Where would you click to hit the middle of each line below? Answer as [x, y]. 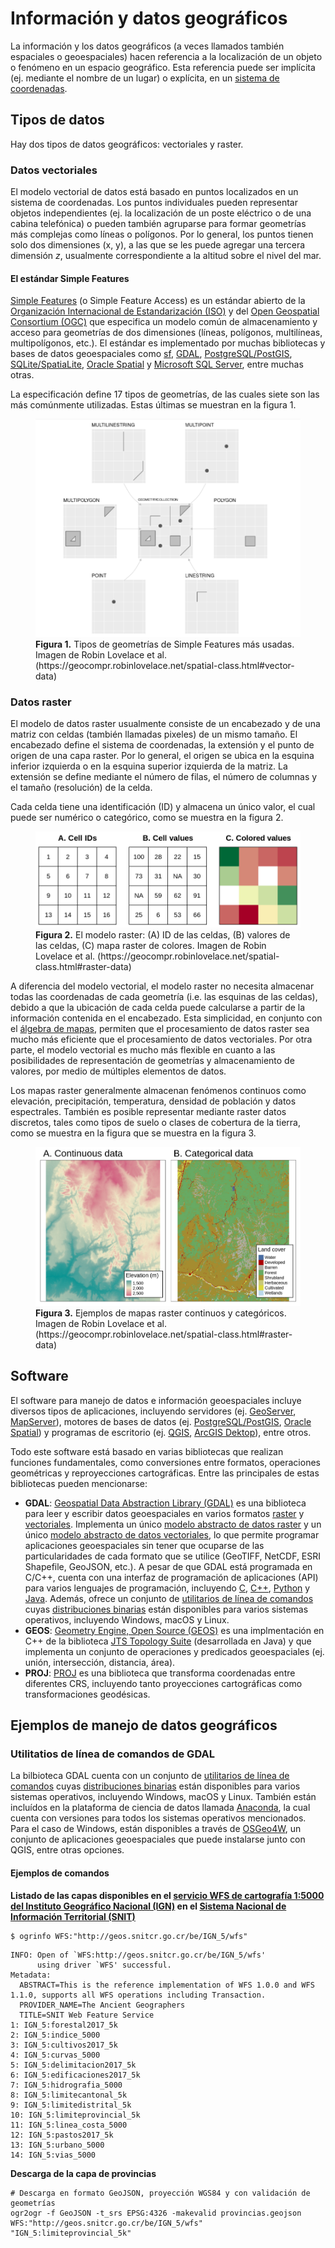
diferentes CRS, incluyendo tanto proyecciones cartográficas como [163, 1683]
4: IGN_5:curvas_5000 [55, 2055]
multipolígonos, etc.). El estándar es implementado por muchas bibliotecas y [168, 343]
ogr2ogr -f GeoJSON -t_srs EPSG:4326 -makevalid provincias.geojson [156, 2213]
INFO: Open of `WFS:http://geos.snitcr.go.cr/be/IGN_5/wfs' [138, 1955]
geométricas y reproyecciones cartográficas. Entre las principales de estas [165, 1473]
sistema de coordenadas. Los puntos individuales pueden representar [154, 203]
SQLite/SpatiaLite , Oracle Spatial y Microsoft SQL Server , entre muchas [157, 364]
